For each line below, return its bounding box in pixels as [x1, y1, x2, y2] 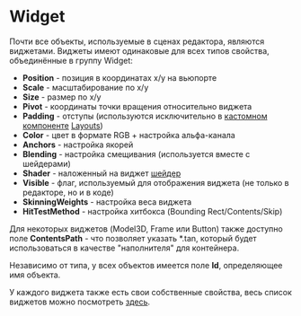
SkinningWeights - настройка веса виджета [22, 196, 192, 207]
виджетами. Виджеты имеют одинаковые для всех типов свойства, [9, 45, 270, 56]
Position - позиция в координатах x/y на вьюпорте [22, 72, 217, 83]
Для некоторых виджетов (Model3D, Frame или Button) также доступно [9, 223, 283, 234]
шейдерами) [22, 158, 72, 169]
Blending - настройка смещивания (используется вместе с [22, 148, 251, 159]
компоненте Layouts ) [22, 119, 103, 131]
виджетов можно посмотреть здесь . [9, 296, 151, 307]
